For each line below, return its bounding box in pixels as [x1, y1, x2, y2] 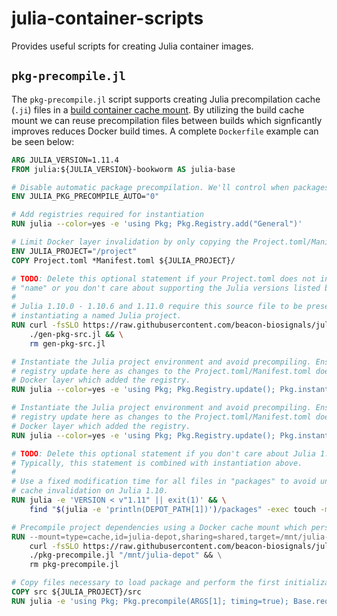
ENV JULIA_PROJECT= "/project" [11, 246, 138, 256]
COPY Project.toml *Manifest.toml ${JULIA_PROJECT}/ [11, 255, 236, 266]
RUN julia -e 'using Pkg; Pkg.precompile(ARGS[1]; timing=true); [11, 596, 289, 606]
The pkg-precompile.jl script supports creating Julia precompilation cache [11, 93, 321, 105]
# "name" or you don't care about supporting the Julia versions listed [11, 283, 321, 293]
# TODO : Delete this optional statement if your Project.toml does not [11, 273, 316, 284]
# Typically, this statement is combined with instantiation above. [11, 458, 303, 468]
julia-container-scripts [11, 7, 204, 30]
